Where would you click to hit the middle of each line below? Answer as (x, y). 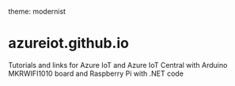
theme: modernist (37, 11)
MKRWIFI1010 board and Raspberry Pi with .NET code (96, 73)
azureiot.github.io (68, 43)
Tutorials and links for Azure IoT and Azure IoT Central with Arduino (118, 65)
